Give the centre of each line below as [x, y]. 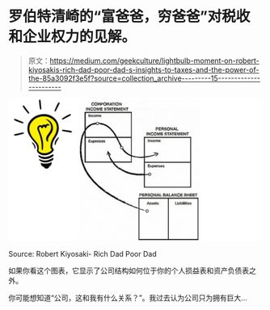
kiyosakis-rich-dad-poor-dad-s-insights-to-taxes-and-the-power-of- [143, 69]
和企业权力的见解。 [72, 37]
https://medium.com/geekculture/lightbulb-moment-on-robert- [155, 61]
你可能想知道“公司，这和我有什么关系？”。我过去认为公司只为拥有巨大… [128, 298]
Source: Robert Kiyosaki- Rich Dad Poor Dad [82, 254]
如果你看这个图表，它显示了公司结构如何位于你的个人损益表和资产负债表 [129, 270]
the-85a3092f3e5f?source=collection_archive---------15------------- [144, 78]
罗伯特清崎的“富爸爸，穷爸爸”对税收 [129, 17]
